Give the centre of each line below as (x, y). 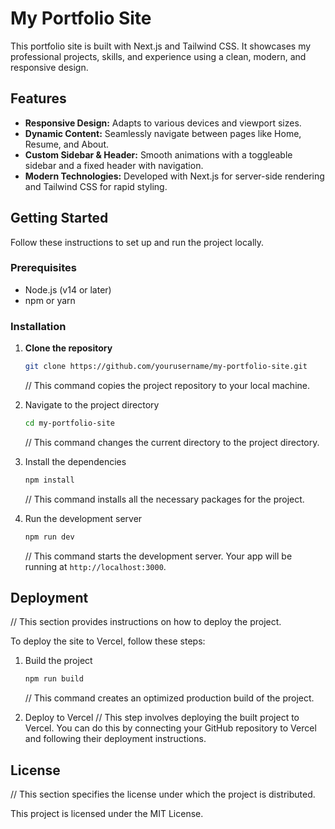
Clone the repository (68, 348)
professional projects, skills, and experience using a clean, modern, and (158, 56)
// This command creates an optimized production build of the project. (169, 698)
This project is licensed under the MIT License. (107, 814)
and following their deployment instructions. (115, 739)
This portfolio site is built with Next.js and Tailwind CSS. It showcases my (161, 46)
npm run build (54, 679)
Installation (38, 326)
